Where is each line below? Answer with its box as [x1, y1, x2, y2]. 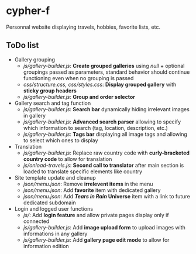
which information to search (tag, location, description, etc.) [23, 124, 168, 131]
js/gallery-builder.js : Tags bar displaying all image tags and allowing [23, 131, 187, 138]
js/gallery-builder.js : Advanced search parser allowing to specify [23, 118, 181, 125]
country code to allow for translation [23, 155, 112, 162]
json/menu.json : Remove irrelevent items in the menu [23, 180, 153, 187]
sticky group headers [23, 87, 77, 94]
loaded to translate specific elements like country [23, 168, 142, 175]
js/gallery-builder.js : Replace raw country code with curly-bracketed [23, 149, 190, 156]
